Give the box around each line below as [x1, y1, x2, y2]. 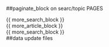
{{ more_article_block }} [6, 23, 63, 29]
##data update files [6, 35, 53, 41]
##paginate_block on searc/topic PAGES [6, 5, 103, 12]
